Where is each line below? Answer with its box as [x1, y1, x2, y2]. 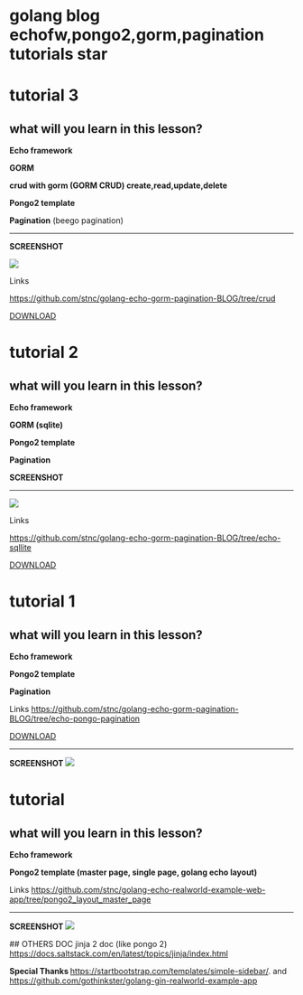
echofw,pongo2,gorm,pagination [9, 24, 264, 45]
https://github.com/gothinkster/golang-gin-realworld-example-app [9, 975, 258, 986]
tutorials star [9, 44, 108, 64]
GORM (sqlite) [9, 419, 63, 430]
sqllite [9, 542, 32, 553]
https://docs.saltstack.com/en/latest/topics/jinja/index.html [9, 948, 228, 959]
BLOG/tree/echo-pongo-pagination [9, 713, 141, 724]
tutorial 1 [9, 591, 76, 612]
